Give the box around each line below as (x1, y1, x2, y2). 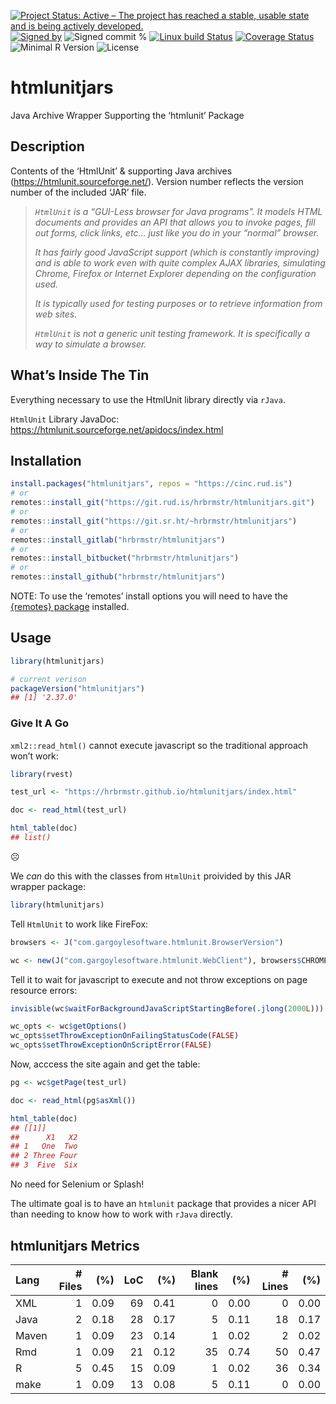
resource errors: (10, 984, 78, 996)
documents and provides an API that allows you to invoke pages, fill (34, 216, 316, 228)
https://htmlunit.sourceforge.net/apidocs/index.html (10, 423, 224, 435)
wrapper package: (10, 880, 86, 892)
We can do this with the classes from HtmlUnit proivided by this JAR (10, 870, 292, 882)
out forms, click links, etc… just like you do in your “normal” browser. (34, 226, 320, 239)
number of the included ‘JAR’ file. (10, 186, 147, 198)
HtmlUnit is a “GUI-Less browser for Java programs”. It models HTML (34, 205, 323, 217)
